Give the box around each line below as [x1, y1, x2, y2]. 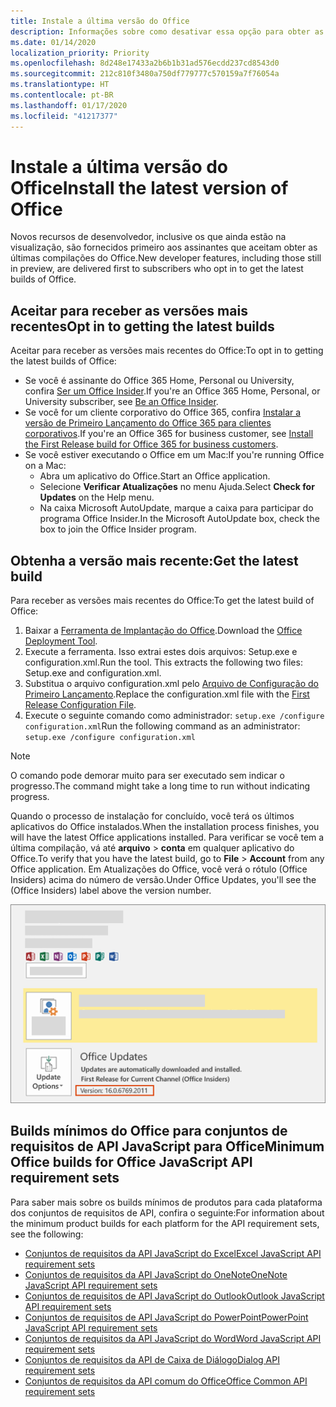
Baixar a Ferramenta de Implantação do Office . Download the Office [24, 625, 303, 637]
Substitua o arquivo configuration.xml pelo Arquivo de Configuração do [24, 678, 319, 690]
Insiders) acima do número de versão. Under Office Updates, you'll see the [10, 874, 317, 886]
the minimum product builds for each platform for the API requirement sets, [10, 1217, 320, 1229]
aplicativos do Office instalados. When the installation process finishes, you [10, 821, 320, 833]
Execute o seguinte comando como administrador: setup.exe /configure [24, 710, 325, 722]
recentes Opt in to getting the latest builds [10, 318, 275, 335]
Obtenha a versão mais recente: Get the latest [10, 552, 299, 569]
